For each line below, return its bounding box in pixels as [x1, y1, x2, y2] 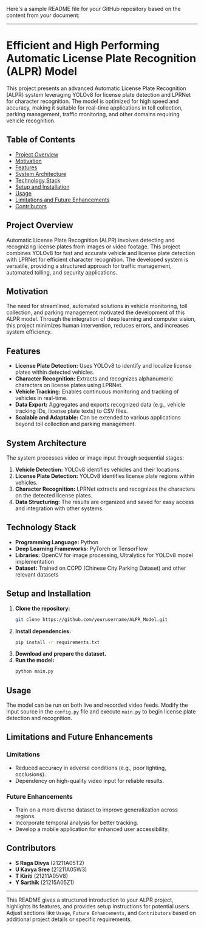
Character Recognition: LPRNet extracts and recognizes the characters [15, 485, 195, 493]
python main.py [15, 668, 54, 675]
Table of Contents [6, 135, 76, 145]
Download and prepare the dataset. [15, 650, 107, 657]
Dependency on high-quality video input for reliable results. [15, 777, 165, 784]
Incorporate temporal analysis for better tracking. [15, 819, 138, 827]
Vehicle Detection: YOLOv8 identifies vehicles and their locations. [15, 466, 182, 473]
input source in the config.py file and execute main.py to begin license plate [6, 708, 196, 715]
